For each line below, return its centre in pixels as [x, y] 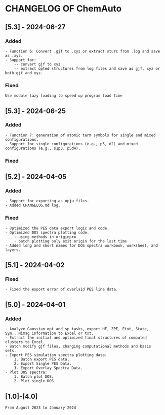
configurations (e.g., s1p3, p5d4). [43, 148]
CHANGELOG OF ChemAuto [63, 9]
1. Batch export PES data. [42, 359]
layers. [13, 250]
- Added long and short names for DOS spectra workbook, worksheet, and [82, 245]
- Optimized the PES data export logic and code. [57, 228]
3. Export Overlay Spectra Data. [48, 368]
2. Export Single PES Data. [43, 364]
